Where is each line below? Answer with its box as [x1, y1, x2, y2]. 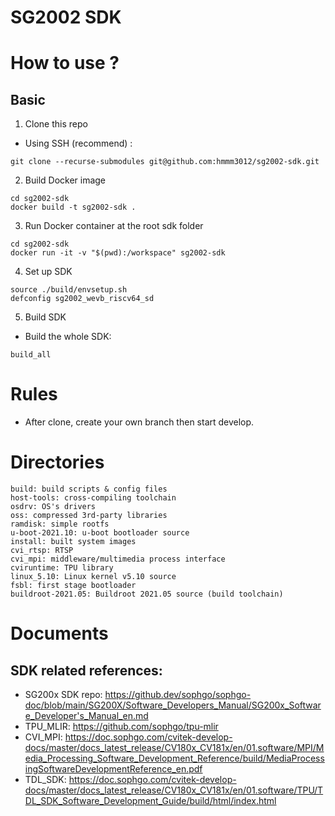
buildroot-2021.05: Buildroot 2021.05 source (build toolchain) [10, 589, 284, 600]
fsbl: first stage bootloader [10, 581, 137, 591]
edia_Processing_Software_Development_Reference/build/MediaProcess [24, 752, 325, 765]
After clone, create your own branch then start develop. [24, 416, 255, 428]
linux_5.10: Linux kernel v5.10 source [10, 572, 177, 582]
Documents [10, 622, 109, 645]
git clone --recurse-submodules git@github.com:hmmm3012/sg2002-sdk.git [10, 157, 320, 167]
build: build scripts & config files [10, 484, 168, 495]
